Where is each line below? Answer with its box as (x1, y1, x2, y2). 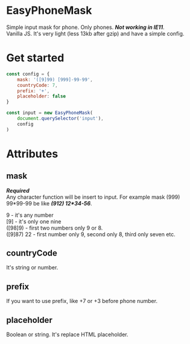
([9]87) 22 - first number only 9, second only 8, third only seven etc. (6, 230, 176, 238)
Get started (6, 51, 65, 65)
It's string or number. (6, 264, 59, 271)
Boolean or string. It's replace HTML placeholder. (6, 331, 128, 338)
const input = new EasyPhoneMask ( (6, 110, 93, 116)
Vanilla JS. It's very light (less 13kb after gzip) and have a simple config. (6, 30, 185, 37)
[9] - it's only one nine (6, 217, 62, 225)
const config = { (6, 70, 50, 77)
